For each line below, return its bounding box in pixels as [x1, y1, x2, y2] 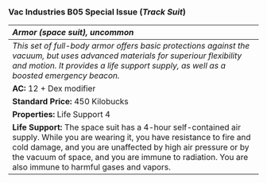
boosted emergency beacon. [12, 70, 121, 81]
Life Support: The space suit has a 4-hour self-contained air [12, 122, 241, 133]
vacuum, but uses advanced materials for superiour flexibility [12, 50, 242, 61]
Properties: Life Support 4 [12, 109, 111, 120]
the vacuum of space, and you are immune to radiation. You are [12, 152, 249, 163]
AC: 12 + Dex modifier [12, 83, 96, 94]
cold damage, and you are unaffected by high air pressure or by [12, 142, 250, 153]
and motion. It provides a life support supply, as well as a [12, 60, 226, 72]
